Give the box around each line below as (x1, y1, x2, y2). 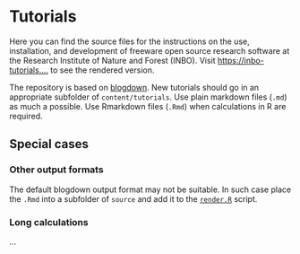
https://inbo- (218, 55, 264, 66)
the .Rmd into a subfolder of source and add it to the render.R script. (9, 193, 258, 204)
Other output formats (9, 163, 105, 176)
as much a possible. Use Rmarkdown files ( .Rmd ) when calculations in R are (9, 101, 287, 111)
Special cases (9, 136, 90, 152)
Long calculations (9, 215, 89, 228)
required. (9, 110, 43, 121)
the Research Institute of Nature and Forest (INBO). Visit (9, 55, 217, 66)
